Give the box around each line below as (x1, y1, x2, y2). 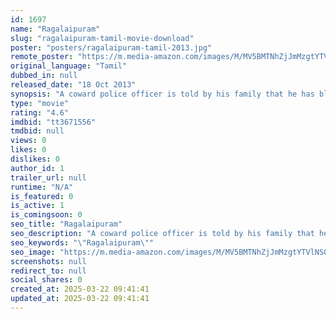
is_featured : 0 (10, 191, 74, 201)
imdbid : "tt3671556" (10, 117, 97, 127)
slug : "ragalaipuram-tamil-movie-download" (10, 33, 195, 43)
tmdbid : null (10, 126, 65, 136)
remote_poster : (10, 52, 74, 62)
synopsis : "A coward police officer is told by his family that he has (10, 89, 315, 99)
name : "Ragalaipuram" (10, 24, 101, 34)
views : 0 (10, 136, 47, 146)
